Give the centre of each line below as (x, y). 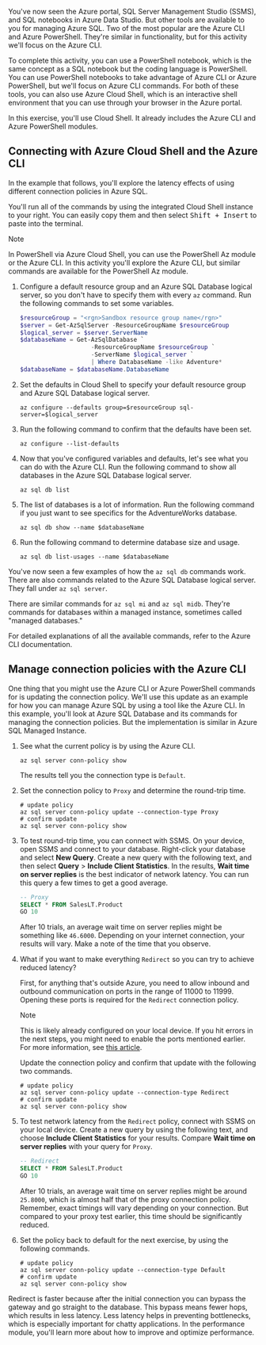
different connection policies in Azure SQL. (78, 191)
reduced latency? (48, 968)
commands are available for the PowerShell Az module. (98, 271)
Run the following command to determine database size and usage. (129, 542)
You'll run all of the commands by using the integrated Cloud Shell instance (131, 206)
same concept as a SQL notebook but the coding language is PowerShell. (128, 69)
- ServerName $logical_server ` (142, 355)
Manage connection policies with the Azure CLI (127, 669)
